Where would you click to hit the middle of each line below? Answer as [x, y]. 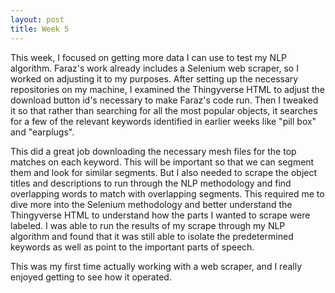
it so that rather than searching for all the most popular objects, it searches [164, 110]
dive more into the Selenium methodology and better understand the [151, 204]
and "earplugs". [42, 132]
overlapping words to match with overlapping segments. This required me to [167, 193]
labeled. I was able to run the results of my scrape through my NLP [148, 225]
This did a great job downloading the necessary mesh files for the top [153, 151]
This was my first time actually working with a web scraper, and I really [156, 266]
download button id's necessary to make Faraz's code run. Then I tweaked [164, 100]
